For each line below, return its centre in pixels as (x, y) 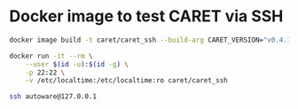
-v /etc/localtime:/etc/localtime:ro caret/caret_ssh (126, 81)
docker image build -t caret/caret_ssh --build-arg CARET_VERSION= (137, 40)
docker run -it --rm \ (51, 56)
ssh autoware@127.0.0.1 (53, 97)
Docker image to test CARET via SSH (146, 16)
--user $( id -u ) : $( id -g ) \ (77, 64)
